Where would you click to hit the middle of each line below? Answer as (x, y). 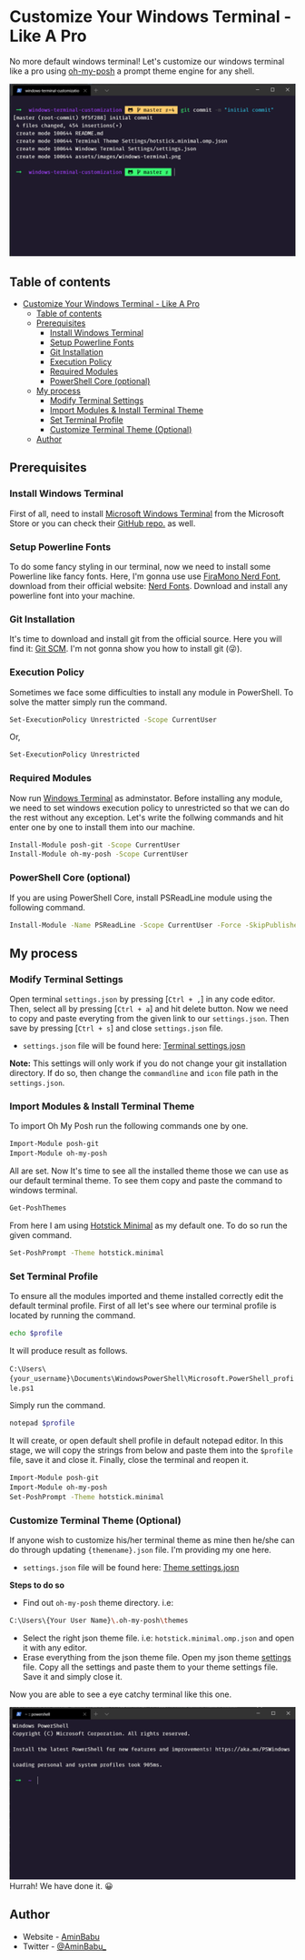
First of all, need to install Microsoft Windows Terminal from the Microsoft (147, 513)
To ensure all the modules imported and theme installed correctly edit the (147, 1296)
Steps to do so (37, 1585)
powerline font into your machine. (72, 595)
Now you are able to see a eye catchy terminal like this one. (121, 1694)
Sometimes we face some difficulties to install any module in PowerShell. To (151, 692)
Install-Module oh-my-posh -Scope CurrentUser (99, 854)
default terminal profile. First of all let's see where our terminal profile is (143, 1306)
